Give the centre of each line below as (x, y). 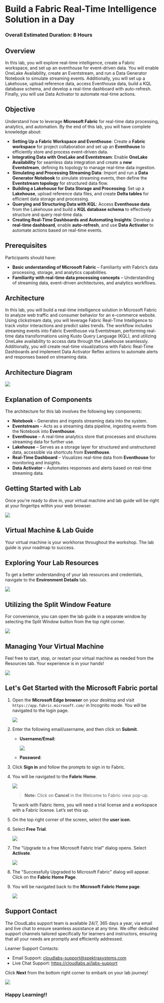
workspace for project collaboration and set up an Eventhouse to (79, 147)
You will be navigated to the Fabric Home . (54, 776)
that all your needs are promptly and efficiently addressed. (64, 939)
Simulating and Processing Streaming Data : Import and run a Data (80, 173)
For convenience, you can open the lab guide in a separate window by (76, 616)
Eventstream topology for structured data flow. (60, 183)
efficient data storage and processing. (51, 199)
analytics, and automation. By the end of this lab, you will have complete (78, 126)
